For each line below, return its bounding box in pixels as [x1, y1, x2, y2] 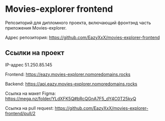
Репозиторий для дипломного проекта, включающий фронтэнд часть [5, 20, 151, 26]
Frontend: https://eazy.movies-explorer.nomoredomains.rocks [5, 71, 131, 77]
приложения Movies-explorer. [5, 25, 67, 30]
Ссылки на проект [5, 49, 65, 57]
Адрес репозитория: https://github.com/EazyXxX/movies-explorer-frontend [5, 34, 160, 40]
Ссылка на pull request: [5, 105, 54, 111]
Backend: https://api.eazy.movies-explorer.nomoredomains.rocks [5, 81, 137, 87]
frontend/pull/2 [5, 110, 36, 116]
